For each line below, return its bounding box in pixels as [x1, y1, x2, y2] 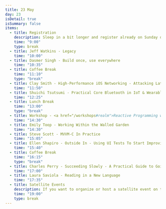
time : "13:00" [14, 104, 43, 109]
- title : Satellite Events [9, 182, 65, 187]
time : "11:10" [14, 72, 43, 77]
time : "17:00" [14, 168, 43, 173]
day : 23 [5, 12, 21, 17]
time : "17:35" [14, 178, 43, 183]
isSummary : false [5, 21, 41, 26]
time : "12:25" [14, 95, 43, 100]
